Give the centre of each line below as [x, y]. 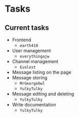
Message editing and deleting [43, 94]
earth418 [29, 46]
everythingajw [34, 56]
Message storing [30, 78]
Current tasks [27, 28]
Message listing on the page [42, 72]
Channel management [35, 61]
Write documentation [34, 105]
